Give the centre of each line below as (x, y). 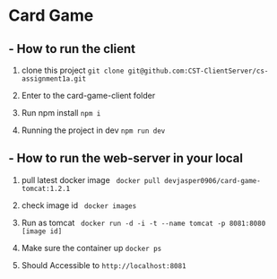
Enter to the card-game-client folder (88, 96)
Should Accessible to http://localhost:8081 (104, 265)
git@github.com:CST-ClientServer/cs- (198, 71)
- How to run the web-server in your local (126, 158)
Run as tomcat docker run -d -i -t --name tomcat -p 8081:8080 (143, 222)
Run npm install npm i (61, 113)
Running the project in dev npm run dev (93, 130)
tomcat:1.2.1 (46, 188)
